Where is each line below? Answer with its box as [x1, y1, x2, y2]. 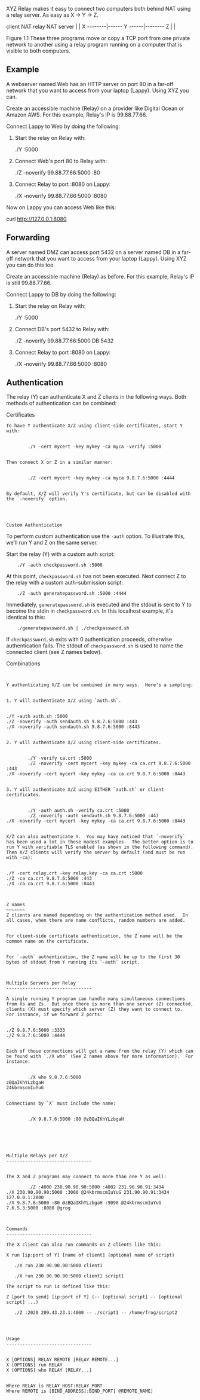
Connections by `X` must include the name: [6, 1101, 116, 1106]
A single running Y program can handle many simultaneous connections [6, 996, 186, 1002]
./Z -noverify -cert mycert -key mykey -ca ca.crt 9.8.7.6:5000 [27, 760, 191, 767]
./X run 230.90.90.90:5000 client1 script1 [14, 1273, 124, 1279]
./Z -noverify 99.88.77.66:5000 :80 [14, 169, 100, 176]
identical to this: [6, 614, 46, 621]
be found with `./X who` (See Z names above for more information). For [6, 1053, 194, 1060]
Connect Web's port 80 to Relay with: [14, 157, 107, 164]
